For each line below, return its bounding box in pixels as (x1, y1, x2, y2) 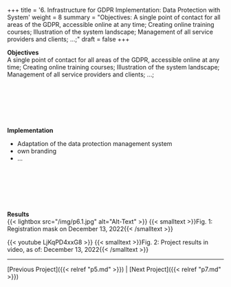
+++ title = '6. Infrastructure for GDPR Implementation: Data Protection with (7, 6, 221, 14)
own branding (16, 147, 57, 155)
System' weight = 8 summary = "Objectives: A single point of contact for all (7, 13, 221, 21)
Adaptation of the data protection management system (16, 140, 173, 147)
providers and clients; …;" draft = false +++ (7, 35, 130, 43)
